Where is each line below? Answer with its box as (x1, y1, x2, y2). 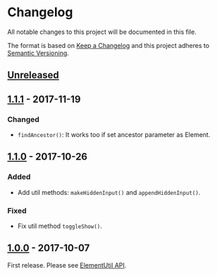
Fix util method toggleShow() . (17, 222, 102, 230)
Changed (7, 114, 40, 124)
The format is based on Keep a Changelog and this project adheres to (7, 41, 210, 49)
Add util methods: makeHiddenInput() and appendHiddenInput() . (17, 188, 201, 196)
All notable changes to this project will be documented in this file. (7, 28, 197, 36)
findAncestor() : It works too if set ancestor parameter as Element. (17, 131, 211, 139)
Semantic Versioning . (7, 49, 69, 57)
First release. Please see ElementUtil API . (7, 260, 127, 269)
